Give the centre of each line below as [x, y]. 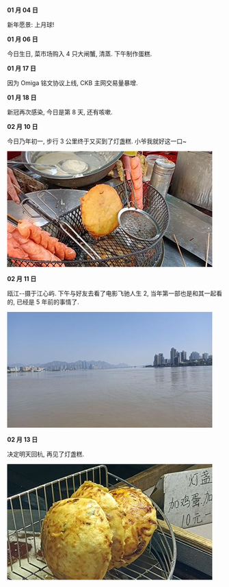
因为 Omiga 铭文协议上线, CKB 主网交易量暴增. [72, 83]
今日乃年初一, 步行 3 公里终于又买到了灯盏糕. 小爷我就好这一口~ [97, 141]
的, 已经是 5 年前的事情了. [43, 302]
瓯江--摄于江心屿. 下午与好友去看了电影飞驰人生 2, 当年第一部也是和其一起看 [115, 293]
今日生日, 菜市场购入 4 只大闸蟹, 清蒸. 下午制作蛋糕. [80, 54]
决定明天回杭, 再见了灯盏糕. [46, 454]
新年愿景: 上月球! [31, 25]
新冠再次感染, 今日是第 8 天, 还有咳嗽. [60, 112]
